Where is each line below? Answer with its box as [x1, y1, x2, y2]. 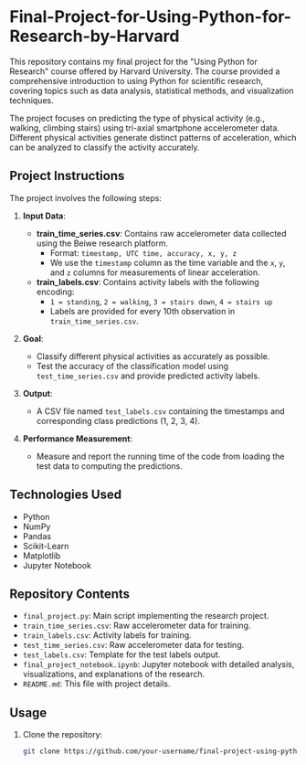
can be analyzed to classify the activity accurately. [9, 142, 200, 153]
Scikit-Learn [22, 540, 69, 551]
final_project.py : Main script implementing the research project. [22, 611, 269, 622]
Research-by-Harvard [9, 26, 180, 47]
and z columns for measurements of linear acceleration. [49, 267, 260, 278]
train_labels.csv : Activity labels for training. [22, 630, 192, 641]
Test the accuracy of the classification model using [36, 360, 229, 371]
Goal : [22, 333, 44, 344]
